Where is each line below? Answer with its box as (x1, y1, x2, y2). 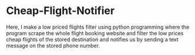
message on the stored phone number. (6, 42, 100, 49)
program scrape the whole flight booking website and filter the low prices (6, 29, 184, 36)
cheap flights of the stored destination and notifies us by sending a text (6, 36, 179, 43)
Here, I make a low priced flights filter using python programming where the (6, 23, 190, 30)
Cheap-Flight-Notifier (6, 4, 115, 18)
